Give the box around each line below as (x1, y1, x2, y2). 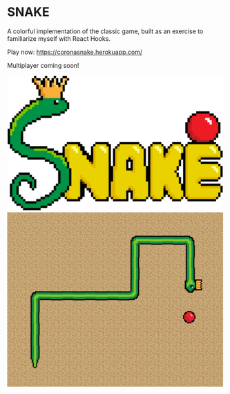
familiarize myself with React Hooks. (7, 34, 111, 42)
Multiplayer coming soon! (7, 61, 79, 69)
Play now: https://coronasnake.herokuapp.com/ (7, 48, 143, 56)
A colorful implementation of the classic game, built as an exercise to (7, 27, 204, 35)
